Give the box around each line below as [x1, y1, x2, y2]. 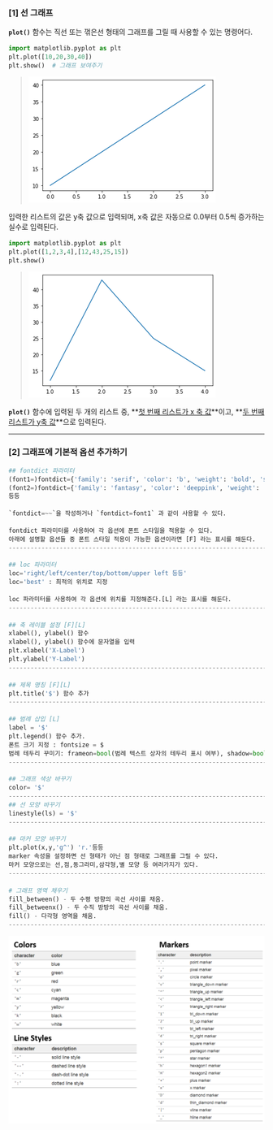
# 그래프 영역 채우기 [8, 886, 68, 894]
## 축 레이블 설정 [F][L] [8, 621, 86, 629]
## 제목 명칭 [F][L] [8, 681, 71, 689]
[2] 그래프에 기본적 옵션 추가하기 [8, 447, 128, 458]
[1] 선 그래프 [8, 6, 54, 18]
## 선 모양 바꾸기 [8, 800, 61, 809]
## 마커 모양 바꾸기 [8, 835, 67, 843]
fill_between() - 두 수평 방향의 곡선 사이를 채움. [8, 895, 165, 903]
